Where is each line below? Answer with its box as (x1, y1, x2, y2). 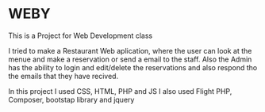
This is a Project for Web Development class (8, 31, 153, 40)
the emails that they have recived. (8, 71, 119, 80)
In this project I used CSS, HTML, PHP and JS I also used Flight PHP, (8, 86, 232, 95)
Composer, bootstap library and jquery (8, 95, 135, 104)
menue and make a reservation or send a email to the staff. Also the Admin (8, 54, 252, 64)
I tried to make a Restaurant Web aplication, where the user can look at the (8, 46, 252, 55)
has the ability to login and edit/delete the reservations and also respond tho (8, 62, 258, 72)
